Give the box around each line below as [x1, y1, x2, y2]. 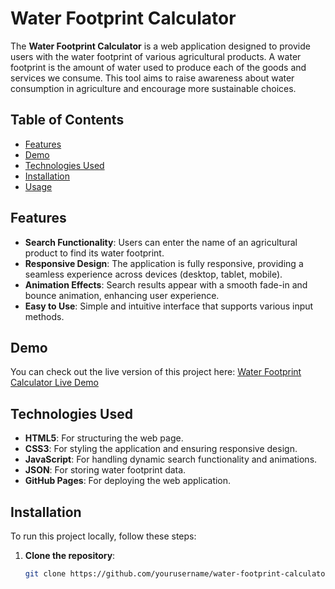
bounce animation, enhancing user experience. [24, 289, 220, 301]
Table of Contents [10, 112, 125, 129]
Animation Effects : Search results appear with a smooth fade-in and [24, 278, 308, 291]
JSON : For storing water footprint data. [24, 464, 187, 476]
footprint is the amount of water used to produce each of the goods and [10, 61, 307, 73]
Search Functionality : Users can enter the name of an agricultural [24, 236, 298, 248]
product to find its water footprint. [24, 247, 165, 259]
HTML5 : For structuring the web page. [24, 432, 184, 444]
